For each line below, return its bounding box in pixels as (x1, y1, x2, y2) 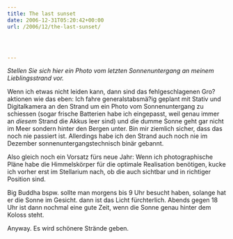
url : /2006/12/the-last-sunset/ (7, 23, 101, 30)
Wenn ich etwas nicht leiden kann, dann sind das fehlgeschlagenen (7, 88, 200, 96)
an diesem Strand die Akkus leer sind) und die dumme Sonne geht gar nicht (7, 117, 224, 125)
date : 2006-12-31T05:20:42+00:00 (7, 17, 104, 24)
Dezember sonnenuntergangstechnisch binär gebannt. (7, 139, 164, 148)
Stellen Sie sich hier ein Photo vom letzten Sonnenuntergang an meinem (7, 67, 214, 75)
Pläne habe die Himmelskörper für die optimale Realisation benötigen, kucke (7, 160, 226, 169)
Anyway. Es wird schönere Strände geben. (7, 224, 129, 233)
